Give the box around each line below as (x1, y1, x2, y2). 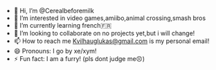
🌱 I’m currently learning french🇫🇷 (13, 21, 112, 29)
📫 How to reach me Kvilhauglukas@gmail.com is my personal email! (13, 37, 210, 45)
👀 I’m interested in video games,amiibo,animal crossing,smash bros (13, 14, 206, 22)
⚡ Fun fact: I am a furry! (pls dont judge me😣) (13, 55, 145, 62)
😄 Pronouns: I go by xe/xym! (13, 47, 97, 55)
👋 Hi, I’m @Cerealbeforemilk (13, 7, 95, 15)
